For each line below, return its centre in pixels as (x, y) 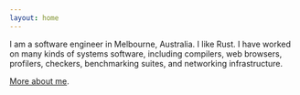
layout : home (34, 18)
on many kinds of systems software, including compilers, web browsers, (146, 53)
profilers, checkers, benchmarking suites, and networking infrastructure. (146, 63)
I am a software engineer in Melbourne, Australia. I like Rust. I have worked (150, 44)
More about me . (40, 81)
